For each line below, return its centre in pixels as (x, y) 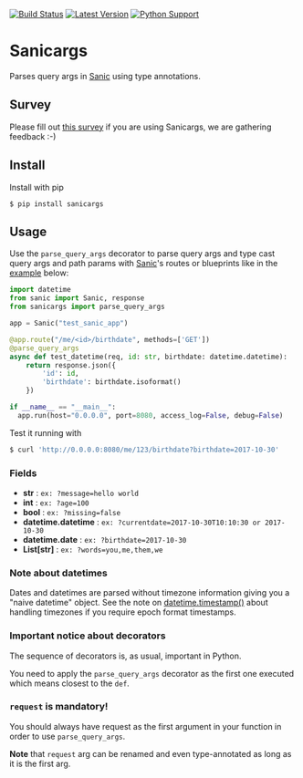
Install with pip (37, 187)
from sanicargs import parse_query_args (88, 307)
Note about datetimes (58, 573)
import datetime (40, 290)
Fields (23, 472)
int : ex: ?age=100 (56, 503)
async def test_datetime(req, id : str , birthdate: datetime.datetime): (148, 357)
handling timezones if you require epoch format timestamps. (123, 612)
